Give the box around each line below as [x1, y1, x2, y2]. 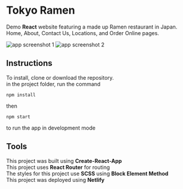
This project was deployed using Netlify [6, 176, 105, 183]
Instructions [6, 58, 52, 68]
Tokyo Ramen [6, 4, 76, 17]
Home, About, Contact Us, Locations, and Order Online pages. [6, 29, 159, 36]
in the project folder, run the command [6, 80, 101, 87]
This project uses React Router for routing [6, 163, 110, 171]
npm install [6, 92, 36, 98]
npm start [6, 114, 31, 119]
